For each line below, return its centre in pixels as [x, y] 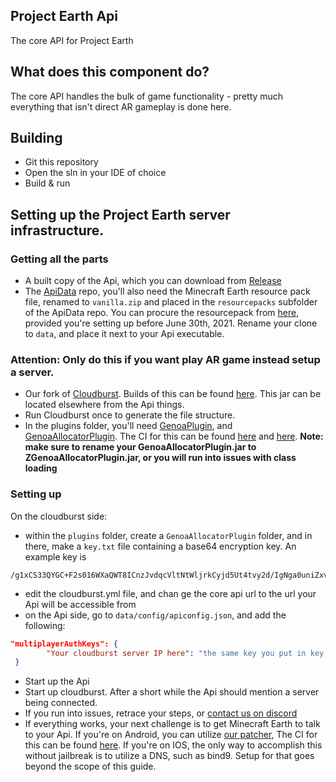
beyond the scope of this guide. [90, 766]
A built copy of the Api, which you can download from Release [153, 281]
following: [45, 625]
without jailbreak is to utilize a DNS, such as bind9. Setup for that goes [169, 756]
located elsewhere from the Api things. [104, 405]
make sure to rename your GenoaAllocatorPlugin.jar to [140, 447]
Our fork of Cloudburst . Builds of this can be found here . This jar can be [173, 394]
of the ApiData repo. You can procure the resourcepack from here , [162, 313]
